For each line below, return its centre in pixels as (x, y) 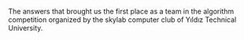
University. (26, 28)
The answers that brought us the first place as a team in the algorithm (121, 11)
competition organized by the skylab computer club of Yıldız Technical (122, 20)
